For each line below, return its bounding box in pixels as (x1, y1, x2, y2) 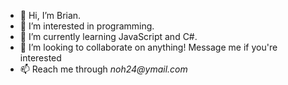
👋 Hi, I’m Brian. (19, 10, 82, 21)
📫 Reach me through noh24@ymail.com (19, 63, 188, 75)
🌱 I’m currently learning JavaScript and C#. (19, 31, 198, 42)
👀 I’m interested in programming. (19, 20, 155, 32)
